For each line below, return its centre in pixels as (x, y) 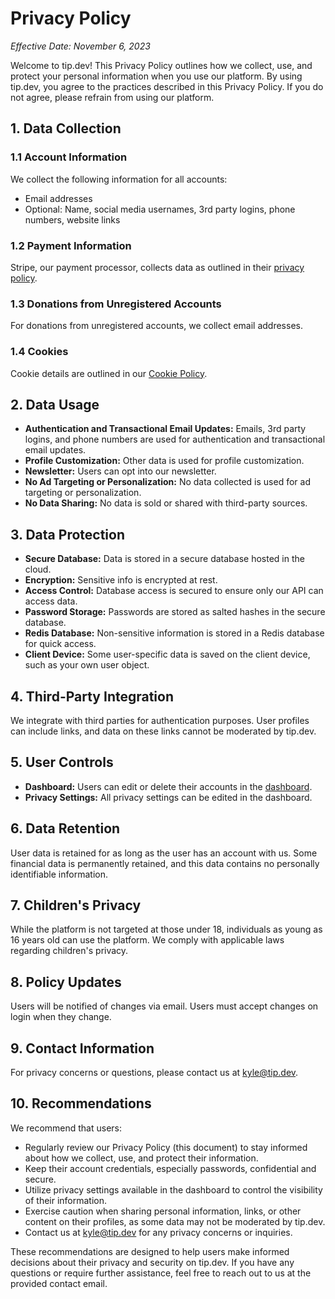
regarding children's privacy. (69, 951)
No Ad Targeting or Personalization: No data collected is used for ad (167, 482)
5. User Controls (62, 762)
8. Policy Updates (66, 982)
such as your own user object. (87, 665)
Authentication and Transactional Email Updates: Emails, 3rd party (165, 429)
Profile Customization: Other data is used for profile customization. (164, 461)
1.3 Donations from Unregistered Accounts (116, 304)
